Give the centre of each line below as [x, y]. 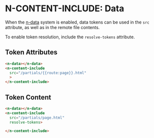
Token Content [28, 97]
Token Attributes [31, 52]
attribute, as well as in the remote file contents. [52, 27]
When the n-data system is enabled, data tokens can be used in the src [77, 22]
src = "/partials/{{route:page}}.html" [48, 73]
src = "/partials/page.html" [37, 118]
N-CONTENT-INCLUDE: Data [65, 9]
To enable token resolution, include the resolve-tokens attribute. [70, 37]
